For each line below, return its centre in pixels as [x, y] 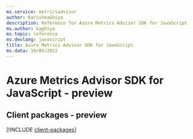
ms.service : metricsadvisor [42, 12]
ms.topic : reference [32, 34]
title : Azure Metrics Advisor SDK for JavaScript [70, 46]
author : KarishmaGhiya [35, 17]
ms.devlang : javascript [36, 40]
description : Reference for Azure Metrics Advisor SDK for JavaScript [97, 23]
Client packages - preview [57, 115]
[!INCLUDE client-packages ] [41, 129]
